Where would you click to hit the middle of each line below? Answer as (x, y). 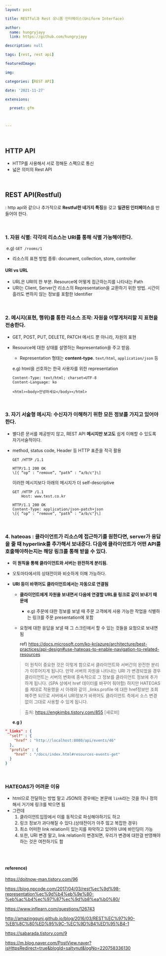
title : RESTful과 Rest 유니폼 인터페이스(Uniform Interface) (65, 19)
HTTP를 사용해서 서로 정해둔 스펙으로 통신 (53, 163)
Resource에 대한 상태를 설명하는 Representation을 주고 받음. (71, 347)
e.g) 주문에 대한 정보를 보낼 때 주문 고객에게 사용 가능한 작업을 (87, 611)
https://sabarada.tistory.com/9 (36, 933)
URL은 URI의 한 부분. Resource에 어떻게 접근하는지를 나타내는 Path (78, 282)
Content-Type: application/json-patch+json (58, 509)
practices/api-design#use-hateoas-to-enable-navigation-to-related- (89, 649)
